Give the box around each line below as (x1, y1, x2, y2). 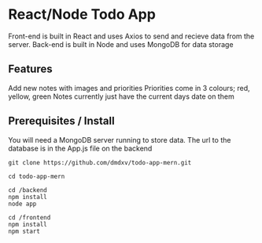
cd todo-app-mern (8, 172, 65, 180)
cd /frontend (8, 213, 51, 221)
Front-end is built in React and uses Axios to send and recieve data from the (8, 31, 255, 41)
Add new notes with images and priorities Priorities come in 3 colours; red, (8, 83, 250, 92)
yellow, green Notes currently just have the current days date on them (8, 92, 234, 101)
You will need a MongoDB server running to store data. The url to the (8, 135, 231, 144)
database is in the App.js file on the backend (8, 143, 153, 153)
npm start (8, 227, 41, 235)
